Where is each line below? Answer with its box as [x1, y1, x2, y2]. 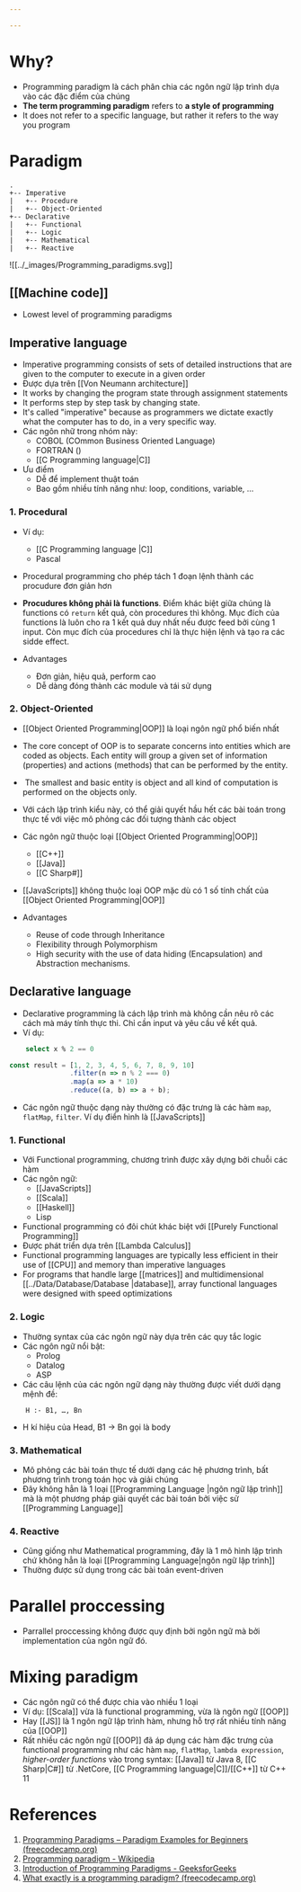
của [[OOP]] [22, 1726, 67, 1736]
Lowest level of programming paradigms [22, 309, 173, 320]
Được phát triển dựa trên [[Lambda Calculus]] [22, 1240, 191, 1251]
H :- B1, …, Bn [25, 1406, 83, 1415]
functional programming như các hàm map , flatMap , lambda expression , [22, 1745, 285, 1755]
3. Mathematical [9, 1444, 83, 1457]
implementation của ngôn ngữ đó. [22, 1636, 148, 1647]
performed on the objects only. [22, 786, 137, 797]
